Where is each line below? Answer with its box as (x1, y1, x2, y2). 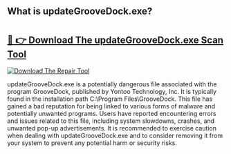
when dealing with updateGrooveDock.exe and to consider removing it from (7, 131, 223, 139)
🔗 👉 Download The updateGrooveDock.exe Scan (7, 34, 223, 46)
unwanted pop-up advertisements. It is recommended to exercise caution (7, 124, 216, 132)
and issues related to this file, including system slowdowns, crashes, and (7, 117, 215, 125)
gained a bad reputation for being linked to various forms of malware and (7, 102, 216, 110)
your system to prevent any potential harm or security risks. (7, 139, 178, 147)
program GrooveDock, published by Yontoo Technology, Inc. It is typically (7, 88, 216, 95)
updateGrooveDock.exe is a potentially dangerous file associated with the (7, 80, 217, 88)
